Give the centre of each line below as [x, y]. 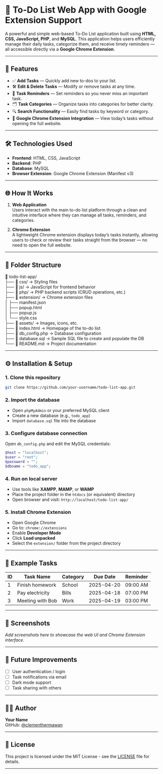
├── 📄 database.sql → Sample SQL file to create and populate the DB [75, 339]
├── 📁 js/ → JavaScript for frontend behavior [50, 287]
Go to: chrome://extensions [39, 528]
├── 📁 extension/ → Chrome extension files [49, 297]
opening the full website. [37, 123]
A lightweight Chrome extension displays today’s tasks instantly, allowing [85, 235]
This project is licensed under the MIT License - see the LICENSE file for [77, 756]
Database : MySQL [31, 168]
